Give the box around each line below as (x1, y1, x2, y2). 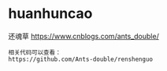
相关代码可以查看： (8, 48, 61, 56)
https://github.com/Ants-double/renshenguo (8, 55, 154, 63)
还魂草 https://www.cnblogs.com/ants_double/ (8, 31, 159, 41)
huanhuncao (8, 5, 93, 23)
